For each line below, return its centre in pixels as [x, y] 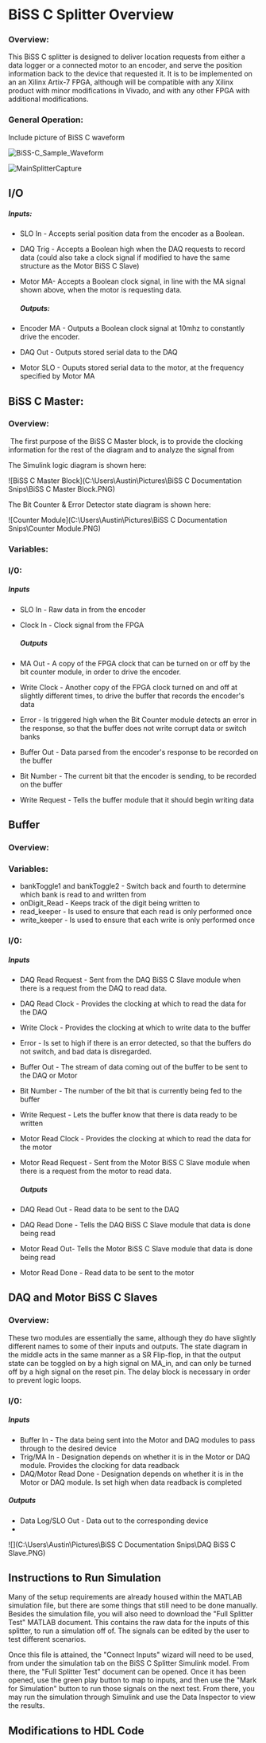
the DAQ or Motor [48, 1076]
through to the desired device [68, 1448]
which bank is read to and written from [83, 895]
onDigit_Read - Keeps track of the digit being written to [110, 903]
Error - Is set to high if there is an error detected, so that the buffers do [135, 1043]
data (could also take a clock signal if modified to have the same [125, 257]
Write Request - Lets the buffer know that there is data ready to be [128, 1115]
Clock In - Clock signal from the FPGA [82, 625]
